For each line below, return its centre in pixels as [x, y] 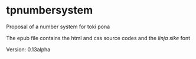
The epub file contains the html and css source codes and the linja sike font [98, 38]
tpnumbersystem [50, 10]
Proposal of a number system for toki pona [58, 27]
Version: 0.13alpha [28, 49]
